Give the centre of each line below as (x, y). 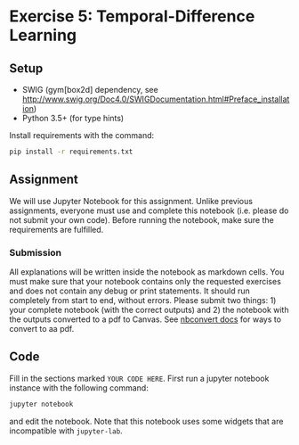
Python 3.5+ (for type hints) (73, 118)
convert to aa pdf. (42, 328)
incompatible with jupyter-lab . (66, 431)
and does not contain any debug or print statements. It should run (130, 291)
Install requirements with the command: (82, 135)
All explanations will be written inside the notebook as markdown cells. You (147, 272)
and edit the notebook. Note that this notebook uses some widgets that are (146, 421)
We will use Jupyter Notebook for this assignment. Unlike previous (131, 201)
